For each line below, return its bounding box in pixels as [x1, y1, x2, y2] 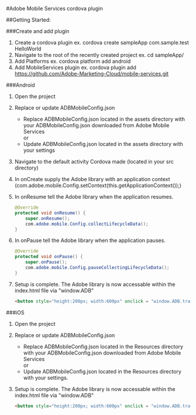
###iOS [6, 309, 25, 316]
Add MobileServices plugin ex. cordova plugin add [14, 64, 136, 71]
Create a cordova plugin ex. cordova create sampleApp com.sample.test [14, 39, 189, 46]
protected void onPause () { [14, 254, 84, 260]
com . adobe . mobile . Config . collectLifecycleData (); [25, 221, 149, 227]
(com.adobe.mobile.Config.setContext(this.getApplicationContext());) [14, 182, 182, 189]
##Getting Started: [6, 16, 51, 23]
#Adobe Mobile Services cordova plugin [6, 5, 104, 12]
